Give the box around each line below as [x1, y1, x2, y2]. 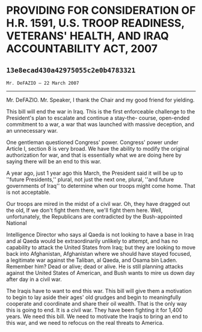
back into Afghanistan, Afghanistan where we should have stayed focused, [6, 250, 192, 257]
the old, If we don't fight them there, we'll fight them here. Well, [6, 207, 163, 214]
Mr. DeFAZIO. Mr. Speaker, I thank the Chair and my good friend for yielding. [6, 97, 195, 103]
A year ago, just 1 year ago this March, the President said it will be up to [6, 169, 183, 177]
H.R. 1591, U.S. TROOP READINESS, [6, 16, 185, 30]
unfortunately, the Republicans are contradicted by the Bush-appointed [6, 213, 183, 220]
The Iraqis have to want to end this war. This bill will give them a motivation [6, 288, 192, 294]
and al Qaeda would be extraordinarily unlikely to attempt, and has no [6, 238, 179, 244]
